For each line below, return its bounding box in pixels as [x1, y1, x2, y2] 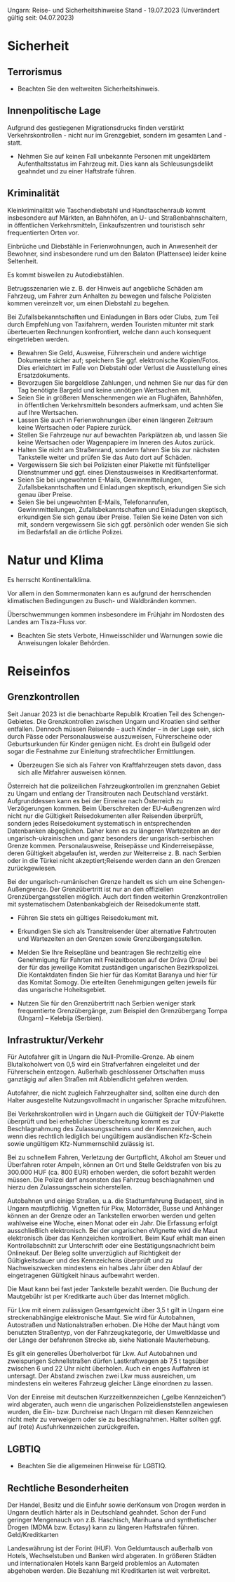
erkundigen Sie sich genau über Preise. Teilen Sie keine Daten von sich [17, 513, 223, 521]
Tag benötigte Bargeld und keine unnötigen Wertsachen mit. [17, 385, 192, 394]
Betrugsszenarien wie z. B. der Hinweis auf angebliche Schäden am [7, 284, 203, 292]
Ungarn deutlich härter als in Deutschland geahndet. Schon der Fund [7, 1508, 207, 1516]
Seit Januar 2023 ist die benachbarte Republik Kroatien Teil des [7, 709, 192, 718]
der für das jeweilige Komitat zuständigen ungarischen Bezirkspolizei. [17, 963, 220, 971]
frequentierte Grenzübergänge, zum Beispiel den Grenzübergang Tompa [17, 1006, 228, 1015]
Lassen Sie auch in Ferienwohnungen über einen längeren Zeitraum [17, 416, 213, 424]
